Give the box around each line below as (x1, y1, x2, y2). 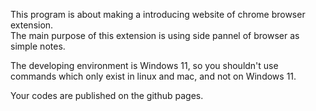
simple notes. (10, 40, 66, 52)
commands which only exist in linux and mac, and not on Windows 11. (10, 70, 297, 82)
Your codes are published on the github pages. (10, 90, 204, 101)
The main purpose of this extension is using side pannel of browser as (10, 30, 300, 41)
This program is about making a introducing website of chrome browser (10, 9, 306, 20)
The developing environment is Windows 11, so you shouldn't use (10, 60, 279, 71)
